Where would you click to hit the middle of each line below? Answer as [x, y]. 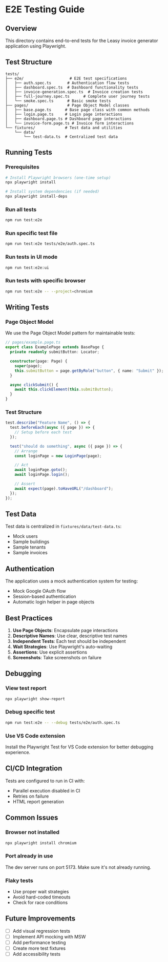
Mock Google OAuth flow [39, 591]
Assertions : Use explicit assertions [50, 652]
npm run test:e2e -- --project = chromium [49, 291]
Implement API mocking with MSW [49, 936]
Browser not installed [33, 832]
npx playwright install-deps [36, 196]
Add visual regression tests [41, 931]
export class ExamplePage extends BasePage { [55, 347]
